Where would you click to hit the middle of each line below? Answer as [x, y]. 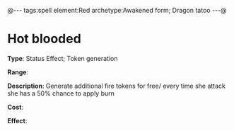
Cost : [15, 107]
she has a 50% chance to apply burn [61, 93]
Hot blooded [44, 39]
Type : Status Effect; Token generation [63, 58]
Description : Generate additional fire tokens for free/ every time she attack [117, 86]
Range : [18, 72]
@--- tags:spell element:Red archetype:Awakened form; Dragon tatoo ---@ [117, 10]
